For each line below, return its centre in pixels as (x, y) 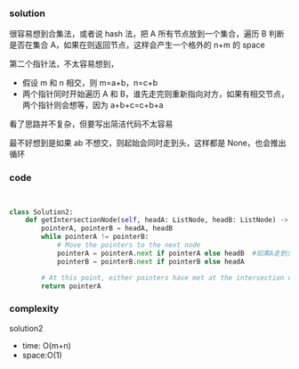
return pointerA (71, 286)
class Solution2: (41, 212)
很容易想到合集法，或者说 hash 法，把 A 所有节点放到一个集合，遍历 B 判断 (147, 34)
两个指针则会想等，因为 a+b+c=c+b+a (93, 105)
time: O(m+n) (46, 345)
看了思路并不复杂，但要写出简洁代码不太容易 (91, 124)
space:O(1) (42, 355)
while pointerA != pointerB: (95, 237)
